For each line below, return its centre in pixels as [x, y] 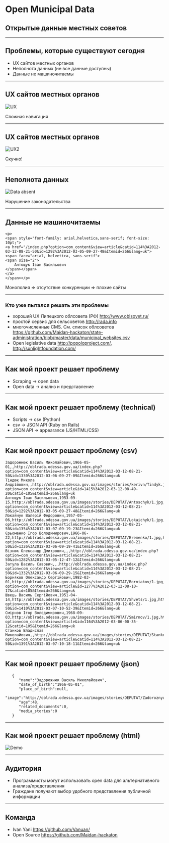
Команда [20, 817]
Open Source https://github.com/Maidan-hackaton [65, 835]
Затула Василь [20, 564]
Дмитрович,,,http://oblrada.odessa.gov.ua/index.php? [101, 551]
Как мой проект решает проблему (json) [72, 664]
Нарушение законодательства [38, 202]
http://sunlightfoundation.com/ [44, 348]
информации [26, 797]
